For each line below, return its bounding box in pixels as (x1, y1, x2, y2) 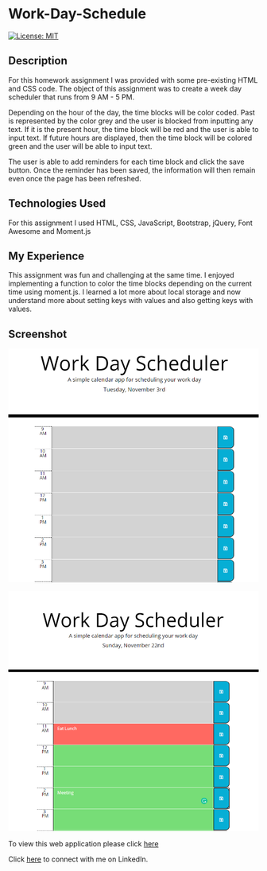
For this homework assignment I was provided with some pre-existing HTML (8, 75, 258, 84)
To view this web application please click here (8, 839, 159, 849)
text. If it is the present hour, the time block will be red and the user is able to (8, 124, 259, 134)
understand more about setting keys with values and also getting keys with (8, 296, 253, 305)
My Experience (8, 249, 85, 262)
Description (8, 54, 68, 68)
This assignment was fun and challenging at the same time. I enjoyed (8, 270, 234, 280)
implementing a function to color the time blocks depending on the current (8, 279, 253, 289)
